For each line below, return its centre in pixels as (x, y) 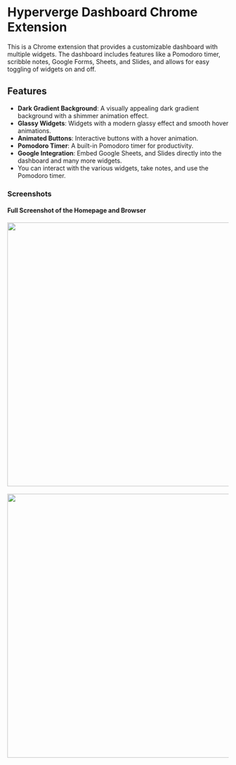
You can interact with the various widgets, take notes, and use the (113, 168)
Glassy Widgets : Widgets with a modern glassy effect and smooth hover (123, 123)
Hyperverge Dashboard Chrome (103, 12)
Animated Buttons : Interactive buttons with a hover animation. (108, 138)
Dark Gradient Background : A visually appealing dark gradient (108, 108)
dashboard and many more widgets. (70, 160)
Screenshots (29, 194)
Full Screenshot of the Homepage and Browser (77, 210)
